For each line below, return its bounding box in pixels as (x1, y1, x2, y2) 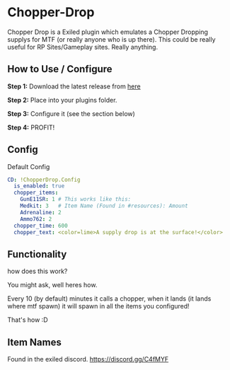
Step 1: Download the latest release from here (7, 82, 141, 91)
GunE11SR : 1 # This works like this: (20, 196, 132, 203)
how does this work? (7, 267, 68, 276)
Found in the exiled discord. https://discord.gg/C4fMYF (7, 355, 168, 364)
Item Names (7, 336, 62, 348)
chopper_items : (13, 189, 59, 197)
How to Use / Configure (7, 63, 113, 75)
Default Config (7, 162, 50, 170)
